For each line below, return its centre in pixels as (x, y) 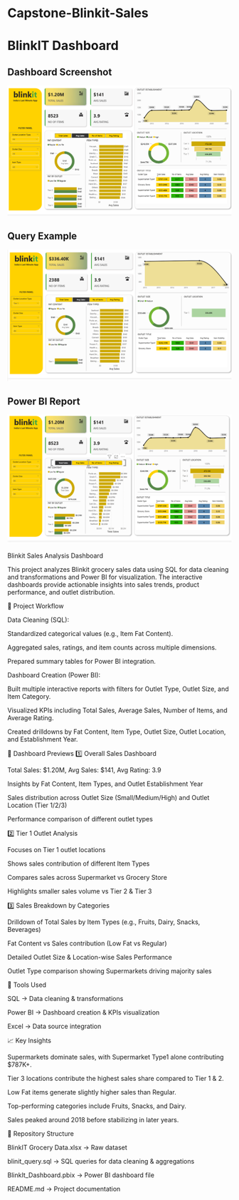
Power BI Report (44, 401)
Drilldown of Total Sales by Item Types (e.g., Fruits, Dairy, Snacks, (104, 922)
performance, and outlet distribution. (61, 593)
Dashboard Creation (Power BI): (54, 675)
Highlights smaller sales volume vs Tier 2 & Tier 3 (80, 891)
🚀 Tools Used (27, 985)
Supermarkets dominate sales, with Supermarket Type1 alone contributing (116, 1057)
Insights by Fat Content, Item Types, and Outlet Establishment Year (105, 784)
